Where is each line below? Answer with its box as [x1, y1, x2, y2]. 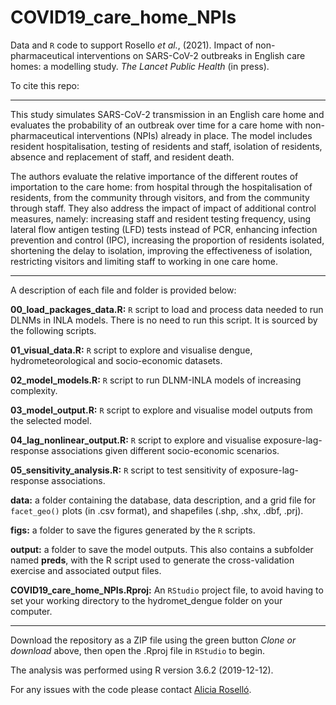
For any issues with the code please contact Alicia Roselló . [10, 683, 252, 695]
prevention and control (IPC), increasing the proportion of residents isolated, [10, 234, 325, 246]
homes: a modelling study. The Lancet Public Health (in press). [10, 60, 270, 72]
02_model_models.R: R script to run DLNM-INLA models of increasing [10, 374, 302, 386]
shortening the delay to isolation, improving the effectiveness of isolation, [10, 244, 313, 256]
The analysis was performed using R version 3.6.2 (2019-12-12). [10, 664, 274, 676]
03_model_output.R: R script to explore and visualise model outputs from [10, 404, 313, 416]
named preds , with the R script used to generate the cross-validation [10, 554, 295, 566]
